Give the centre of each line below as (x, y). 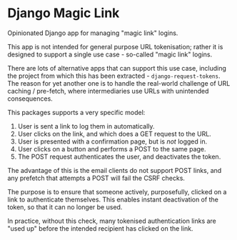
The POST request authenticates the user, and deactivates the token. (119, 156)
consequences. (30, 99)
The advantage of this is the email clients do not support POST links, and (115, 170)
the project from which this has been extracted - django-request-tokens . (114, 76)
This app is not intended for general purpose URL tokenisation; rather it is (115, 46)
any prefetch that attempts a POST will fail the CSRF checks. (96, 178)
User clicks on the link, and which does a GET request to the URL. (115, 134)
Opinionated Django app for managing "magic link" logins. (93, 33)
